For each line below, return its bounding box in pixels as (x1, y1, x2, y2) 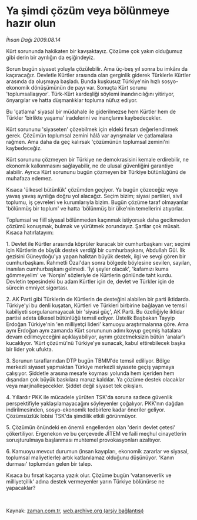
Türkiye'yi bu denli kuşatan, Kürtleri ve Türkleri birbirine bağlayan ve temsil (6, 302, 187, 309)
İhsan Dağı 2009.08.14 (6, 36, 61, 43)
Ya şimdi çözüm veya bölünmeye (6, 4, 169, 18)
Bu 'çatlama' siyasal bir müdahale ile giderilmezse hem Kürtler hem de (6, 108, 176, 115)
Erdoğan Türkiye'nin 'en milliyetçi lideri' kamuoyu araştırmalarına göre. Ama (6, 320, 189, 328)
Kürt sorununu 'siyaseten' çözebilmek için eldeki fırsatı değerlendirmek (6, 126, 178, 133)
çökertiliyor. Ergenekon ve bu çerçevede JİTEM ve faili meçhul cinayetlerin (6, 430, 187, 437)
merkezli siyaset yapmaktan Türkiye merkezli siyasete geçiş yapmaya (6, 363, 175, 370)
